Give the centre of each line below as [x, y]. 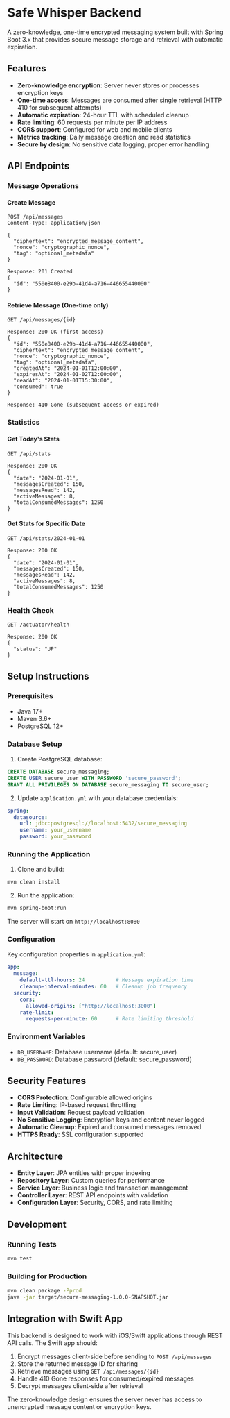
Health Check [30, 610]
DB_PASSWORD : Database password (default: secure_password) [105, 1059]
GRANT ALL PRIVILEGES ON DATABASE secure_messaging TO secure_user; [108, 785]
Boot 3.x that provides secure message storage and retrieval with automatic [115, 39]
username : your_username [55, 830]
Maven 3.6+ [34, 718]
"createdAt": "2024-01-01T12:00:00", [68, 369]
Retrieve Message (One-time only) [58, 305]
